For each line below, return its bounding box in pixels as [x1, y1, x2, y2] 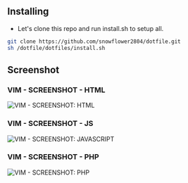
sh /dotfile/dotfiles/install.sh [7, 44, 106, 51]
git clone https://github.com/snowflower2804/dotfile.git [7, 38, 181, 45]
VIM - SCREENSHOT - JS [7, 119, 94, 129]
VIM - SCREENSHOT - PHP [7, 152, 100, 162]
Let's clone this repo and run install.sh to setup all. [17, 24, 164, 32]
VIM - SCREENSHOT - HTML [7, 84, 106, 94]
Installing [7, 6, 49, 18]
